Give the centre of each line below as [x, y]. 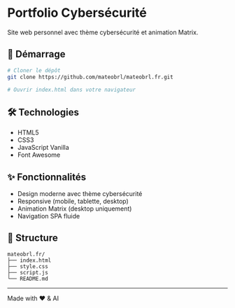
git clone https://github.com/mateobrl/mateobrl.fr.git [90, 77]
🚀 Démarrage [36, 54]
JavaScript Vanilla [43, 148]
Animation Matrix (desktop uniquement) [74, 209]
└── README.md [28, 279]
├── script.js [28, 272]
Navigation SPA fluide [49, 216]
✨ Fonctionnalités [47, 177]
